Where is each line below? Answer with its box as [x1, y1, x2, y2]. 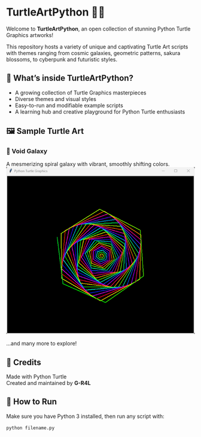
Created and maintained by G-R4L [6, 379, 91, 386]
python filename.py [6, 424, 55, 431]
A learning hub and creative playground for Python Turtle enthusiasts [14, 108, 185, 115]
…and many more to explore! [6, 340, 77, 347]
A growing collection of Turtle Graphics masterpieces [14, 89, 147, 96]
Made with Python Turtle [6, 373, 67, 380]
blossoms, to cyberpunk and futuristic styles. [6, 56, 118, 63]
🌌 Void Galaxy [6, 147, 48, 155]
